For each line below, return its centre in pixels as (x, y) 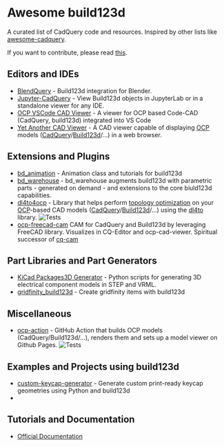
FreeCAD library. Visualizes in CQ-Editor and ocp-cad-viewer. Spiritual (117, 232)
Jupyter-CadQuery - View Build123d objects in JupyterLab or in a (110, 98)
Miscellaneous (39, 314)
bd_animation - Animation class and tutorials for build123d (100, 173)
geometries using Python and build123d (73, 390)
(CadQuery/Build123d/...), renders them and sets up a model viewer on (117, 338)
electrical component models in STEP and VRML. (86, 285)
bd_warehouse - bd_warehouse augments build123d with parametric (114, 180)
